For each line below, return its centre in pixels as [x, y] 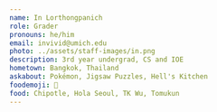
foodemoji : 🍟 [34, 85]
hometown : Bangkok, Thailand [64, 69]
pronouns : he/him [42, 34]
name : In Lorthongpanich [56, 18]
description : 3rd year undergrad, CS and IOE [96, 60]
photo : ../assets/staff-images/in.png [82, 51]
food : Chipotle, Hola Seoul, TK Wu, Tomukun [94, 93]
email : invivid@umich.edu [58, 43]
